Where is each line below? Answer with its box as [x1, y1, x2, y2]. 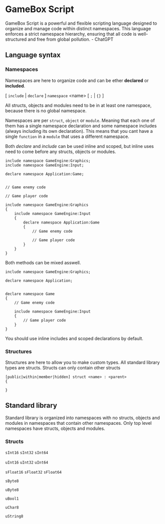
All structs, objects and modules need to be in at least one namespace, [5, 102, 152, 108]
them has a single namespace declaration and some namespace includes [5, 122, 157, 129]
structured [5, 36, 27, 42]
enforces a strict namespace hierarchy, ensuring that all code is [5, 31, 137, 37]
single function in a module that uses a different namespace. [5, 133, 129, 139]
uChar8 [5, 505, 19, 510]
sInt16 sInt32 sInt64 [5, 451, 49, 456]
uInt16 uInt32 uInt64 [5, 460, 49, 465]
